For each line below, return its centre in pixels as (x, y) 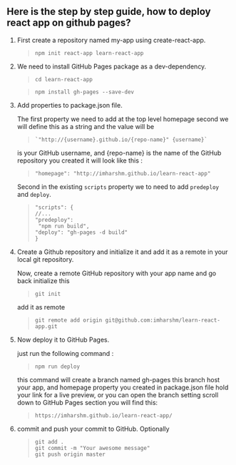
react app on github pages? (69, 23)
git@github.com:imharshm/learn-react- (163, 320)
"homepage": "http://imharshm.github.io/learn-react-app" (123, 173)
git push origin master (70, 454)
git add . (50, 441)
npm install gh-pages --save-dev (84, 92)
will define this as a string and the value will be (86, 126)
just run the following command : (65, 353)
